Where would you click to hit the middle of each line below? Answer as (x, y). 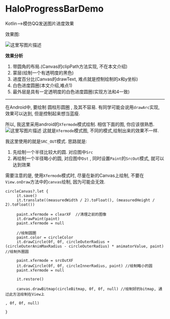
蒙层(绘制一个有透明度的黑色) (43, 73)
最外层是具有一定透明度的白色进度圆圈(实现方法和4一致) (71, 92)
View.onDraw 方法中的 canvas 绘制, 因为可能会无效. (55, 181)
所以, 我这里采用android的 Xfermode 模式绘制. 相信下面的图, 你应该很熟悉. (80, 124)
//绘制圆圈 (26, 233)
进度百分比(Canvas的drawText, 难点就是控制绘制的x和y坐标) (75, 79)
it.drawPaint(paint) (38, 219)
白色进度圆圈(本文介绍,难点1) (42, 85)
